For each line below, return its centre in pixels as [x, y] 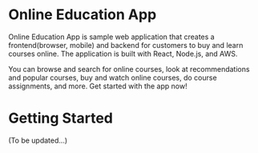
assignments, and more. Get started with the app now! [98, 86]
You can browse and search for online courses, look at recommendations [129, 69]
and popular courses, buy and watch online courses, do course [113, 77]
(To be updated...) [38, 140]
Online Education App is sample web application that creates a [111, 37]
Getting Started [61, 118]
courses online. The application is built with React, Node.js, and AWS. [123, 53]
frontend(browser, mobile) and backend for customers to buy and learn [126, 45]
